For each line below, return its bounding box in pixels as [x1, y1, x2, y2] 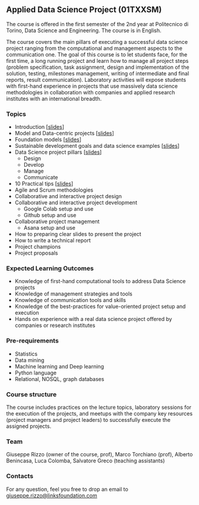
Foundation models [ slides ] [14, 136, 82, 143]
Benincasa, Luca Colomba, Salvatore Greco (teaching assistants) [6, 457, 165, 465]
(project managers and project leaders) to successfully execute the [6, 417, 171, 423]
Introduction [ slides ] [14, 123, 64, 131]
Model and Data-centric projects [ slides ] [14, 130, 115, 137]
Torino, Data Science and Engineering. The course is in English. [6, 27, 162, 34]
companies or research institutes [14, 322, 96, 329]
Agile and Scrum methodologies [14, 186, 94, 193]
